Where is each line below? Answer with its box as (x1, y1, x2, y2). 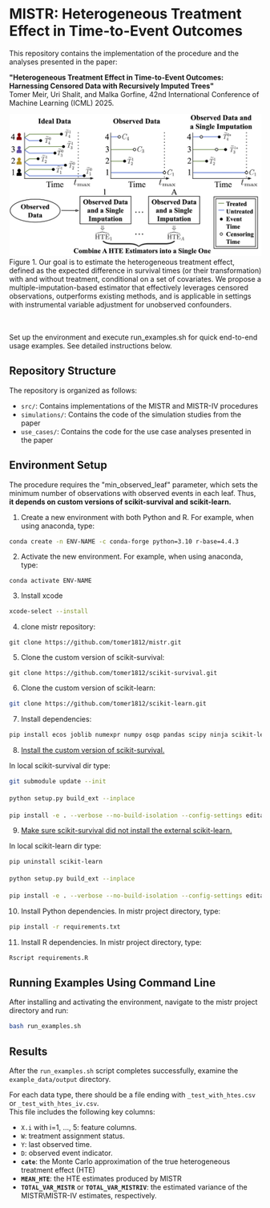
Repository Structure (9, 364, 117, 378)
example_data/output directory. (9, 1075, 111, 1084)
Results (9, 1044, 48, 1058)
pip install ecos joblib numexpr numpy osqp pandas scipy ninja (9, 731, 228, 739)
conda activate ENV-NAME (9, 577, 92, 585)
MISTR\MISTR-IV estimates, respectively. (20, 1191, 157, 1201)
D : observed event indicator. (20, 1149, 113, 1158)
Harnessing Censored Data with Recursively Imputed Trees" (9, 81, 215, 91)
